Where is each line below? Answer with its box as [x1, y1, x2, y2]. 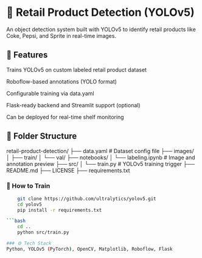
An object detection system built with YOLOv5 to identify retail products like [6, 26, 196, 33]
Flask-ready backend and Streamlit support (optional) [6, 101, 141, 109]
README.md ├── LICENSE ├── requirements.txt [6, 167, 130, 174]
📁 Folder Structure [6, 131, 77, 142]
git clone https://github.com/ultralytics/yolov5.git [17, 195, 156, 202]
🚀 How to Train [6, 182, 50, 190]
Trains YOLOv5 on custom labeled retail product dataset [6, 66, 147, 73]
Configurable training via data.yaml [6, 90, 94, 97]
